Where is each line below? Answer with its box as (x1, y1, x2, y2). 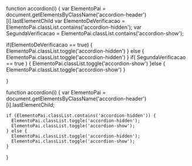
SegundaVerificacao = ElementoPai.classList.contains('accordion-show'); (6, 30, 184, 37)
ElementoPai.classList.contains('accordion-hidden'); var (6, 23, 142, 31)
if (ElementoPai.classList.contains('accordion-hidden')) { (6, 113, 157, 118)
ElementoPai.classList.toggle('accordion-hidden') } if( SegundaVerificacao (6, 54, 186, 60)
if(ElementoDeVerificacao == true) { (6, 41, 93, 48)
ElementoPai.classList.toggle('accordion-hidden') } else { (6, 48, 144, 55)
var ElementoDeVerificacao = (54, 18, 125, 24)
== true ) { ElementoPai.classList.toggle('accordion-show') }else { (6, 60, 166, 67)
